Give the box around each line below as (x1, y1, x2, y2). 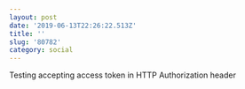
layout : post (9, 12, 58, 22)
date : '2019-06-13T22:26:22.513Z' (9, 21, 138, 30)
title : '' (9, 29, 46, 38)
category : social (9, 46, 74, 55)
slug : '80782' (9, 37, 62, 47)
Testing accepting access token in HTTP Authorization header (9, 70, 237, 80)
